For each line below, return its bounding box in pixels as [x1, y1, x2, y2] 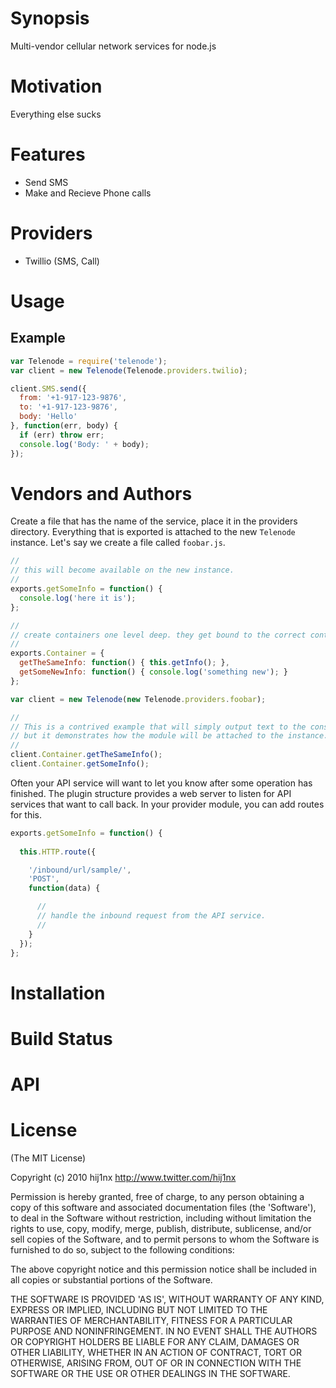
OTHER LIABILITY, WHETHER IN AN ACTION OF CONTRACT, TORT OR [10, 1346, 302, 1358]
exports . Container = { [10, 648, 105, 659]
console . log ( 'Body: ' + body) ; [19, 439, 150, 449]
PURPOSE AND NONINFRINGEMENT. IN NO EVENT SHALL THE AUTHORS [10, 1325, 318, 1337]
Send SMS [24, 176, 69, 188]
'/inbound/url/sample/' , [28, 865, 132, 875]
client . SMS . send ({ [10, 383, 87, 394]
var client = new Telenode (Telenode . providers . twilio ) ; [10, 365, 248, 376]
